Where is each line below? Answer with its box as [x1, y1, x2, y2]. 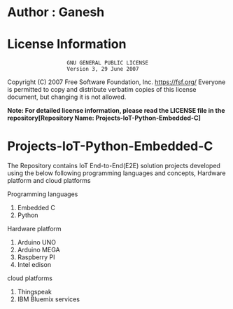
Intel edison [17, 261, 51, 269]
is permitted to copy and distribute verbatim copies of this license [7, 85, 197, 94]
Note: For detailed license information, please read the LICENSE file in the [7, 107, 225, 115]
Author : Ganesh [7, 4, 105, 20]
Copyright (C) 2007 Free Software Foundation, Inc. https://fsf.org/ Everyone [7, 78, 226, 86]
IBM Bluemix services [17, 295, 80, 303]
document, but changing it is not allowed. [7, 92, 127, 102]
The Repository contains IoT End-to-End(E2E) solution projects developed [7, 162, 220, 170]
